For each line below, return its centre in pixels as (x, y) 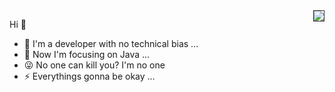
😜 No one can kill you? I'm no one (94, 65)
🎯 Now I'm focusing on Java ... (87, 54)
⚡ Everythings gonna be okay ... (89, 76)
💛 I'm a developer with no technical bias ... (111, 43)
